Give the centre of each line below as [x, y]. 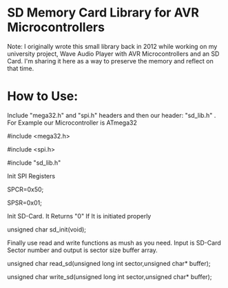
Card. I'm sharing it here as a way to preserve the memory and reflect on [110, 61]
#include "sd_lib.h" [34, 163]
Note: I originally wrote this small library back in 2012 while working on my [112, 46]
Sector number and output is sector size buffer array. [83, 250]
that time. [21, 68]
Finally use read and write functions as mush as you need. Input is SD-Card [114, 243]
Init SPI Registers [31, 176]
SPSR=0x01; [25, 203]
